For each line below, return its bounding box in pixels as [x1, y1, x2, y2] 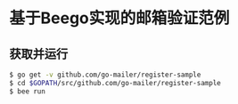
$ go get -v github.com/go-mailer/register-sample [9, 70, 201, 79]
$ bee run [9, 86, 46, 96]
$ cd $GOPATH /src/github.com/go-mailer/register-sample [9, 78, 221, 87]
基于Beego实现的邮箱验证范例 [9, 8, 230, 28]
